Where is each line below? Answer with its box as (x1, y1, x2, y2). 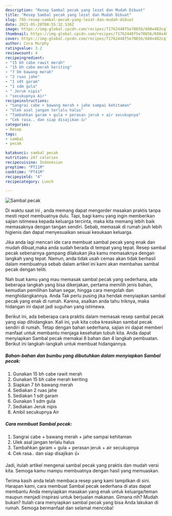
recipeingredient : (5, 55, 45, 61)
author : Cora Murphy (5, 41, 50, 46)
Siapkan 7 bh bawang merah (12, 382, 73, 388)
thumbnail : (5, 31, 29, 36)
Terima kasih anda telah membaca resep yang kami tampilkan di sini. (5, 478, 150, 484)
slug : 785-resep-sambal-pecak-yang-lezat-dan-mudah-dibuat (5, 17, 134, 22)
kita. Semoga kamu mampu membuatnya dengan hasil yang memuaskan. (5, 468, 160, 474)
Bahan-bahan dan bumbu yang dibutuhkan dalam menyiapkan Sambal (5, 352, 161, 359)
